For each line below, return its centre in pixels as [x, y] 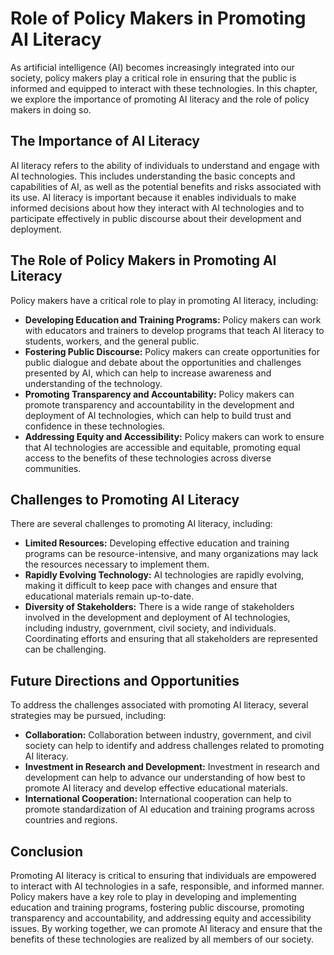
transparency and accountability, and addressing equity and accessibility [161, 918]
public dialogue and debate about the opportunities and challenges [163, 362]
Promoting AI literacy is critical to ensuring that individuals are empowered [163, 875]
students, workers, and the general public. [112, 341]
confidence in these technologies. [95, 426]
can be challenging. [65, 649]
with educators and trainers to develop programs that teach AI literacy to [174, 330]
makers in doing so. [51, 109]
